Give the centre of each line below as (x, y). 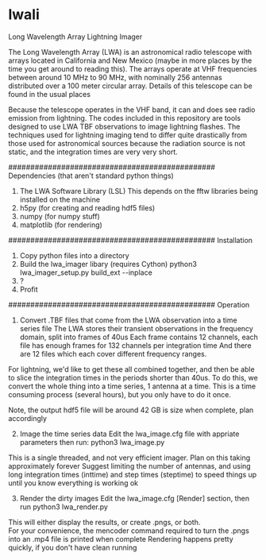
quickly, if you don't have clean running (73, 547)
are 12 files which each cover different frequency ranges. (113, 353)
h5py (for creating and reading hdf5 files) (87, 207)
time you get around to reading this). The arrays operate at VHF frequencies (133, 68)
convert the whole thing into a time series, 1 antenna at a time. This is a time (132, 386)
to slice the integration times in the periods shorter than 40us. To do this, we (133, 377)
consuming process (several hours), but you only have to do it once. (120, 394)
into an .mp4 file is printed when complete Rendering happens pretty (121, 539)
